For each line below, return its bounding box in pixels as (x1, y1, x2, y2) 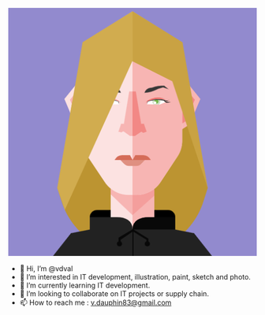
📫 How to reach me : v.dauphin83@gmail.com (19, 298, 172, 307)
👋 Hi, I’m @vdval (19, 264, 73, 273)
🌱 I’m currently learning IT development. (19, 280, 151, 290)
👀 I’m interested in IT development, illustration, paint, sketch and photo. (19, 272, 251, 281)
